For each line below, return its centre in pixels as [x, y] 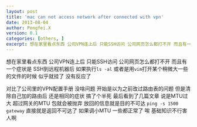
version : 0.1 [22, 33]
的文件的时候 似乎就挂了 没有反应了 [49, 76]
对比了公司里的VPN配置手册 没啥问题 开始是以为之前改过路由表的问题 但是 [96, 88]
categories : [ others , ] [35, 39]
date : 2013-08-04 [27, 22]
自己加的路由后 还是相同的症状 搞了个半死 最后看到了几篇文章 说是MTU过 [99, 96]
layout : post [22, 11]
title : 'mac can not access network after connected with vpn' [85, 17]
